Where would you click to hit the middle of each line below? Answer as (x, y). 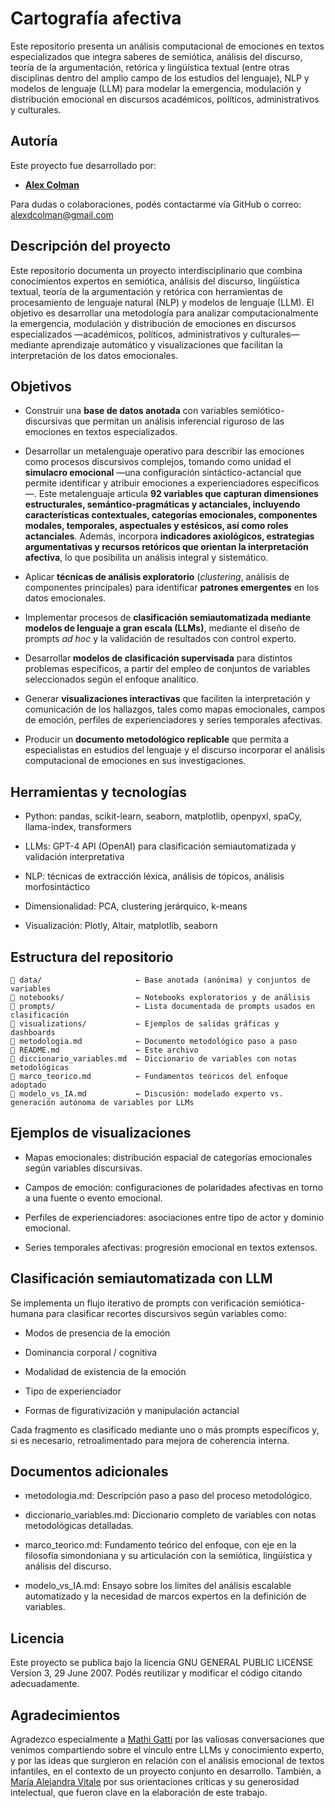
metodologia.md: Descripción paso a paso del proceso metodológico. (168, 1496)
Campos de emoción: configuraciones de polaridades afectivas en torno (174, 1187)
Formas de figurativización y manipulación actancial (132, 1410)
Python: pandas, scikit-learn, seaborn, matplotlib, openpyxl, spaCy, (163, 816)
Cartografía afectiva (96, 18)
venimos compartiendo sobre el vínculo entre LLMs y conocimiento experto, (167, 1750)
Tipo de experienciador (73, 1391)
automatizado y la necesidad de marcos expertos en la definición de (165, 1596)
